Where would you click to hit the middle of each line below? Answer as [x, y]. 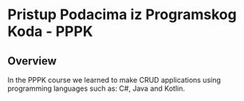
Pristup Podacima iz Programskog [122, 15]
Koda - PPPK [50, 31]
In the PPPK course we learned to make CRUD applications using [114, 80]
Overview [32, 61]
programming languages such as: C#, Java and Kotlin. [96, 88]
